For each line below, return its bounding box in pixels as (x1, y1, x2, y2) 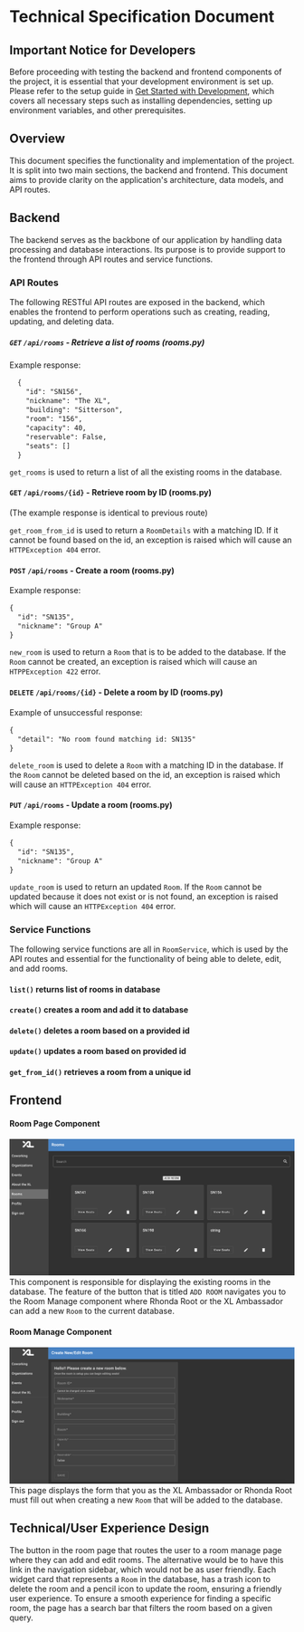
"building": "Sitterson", (25, 405, 124, 414)
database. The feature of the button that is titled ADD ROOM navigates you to (9, 1286, 287, 1297)
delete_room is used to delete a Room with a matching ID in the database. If (9, 759, 284, 771)
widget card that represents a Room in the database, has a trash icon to (9, 1573, 271, 1584)
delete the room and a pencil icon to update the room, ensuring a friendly (9, 1583, 282, 1594)
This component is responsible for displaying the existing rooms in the (9, 1277, 271, 1288)
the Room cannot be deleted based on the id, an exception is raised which (9, 769, 280, 780)
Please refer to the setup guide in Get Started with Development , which (9, 86, 275, 96)
